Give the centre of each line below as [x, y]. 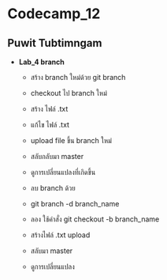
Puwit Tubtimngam [55, 43]
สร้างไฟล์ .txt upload [60, 235]
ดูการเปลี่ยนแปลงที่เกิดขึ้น [63, 172]
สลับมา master [52, 251]
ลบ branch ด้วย [53, 188]
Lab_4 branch [41, 62]
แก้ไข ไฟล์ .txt [50, 125]
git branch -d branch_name [75, 204]
